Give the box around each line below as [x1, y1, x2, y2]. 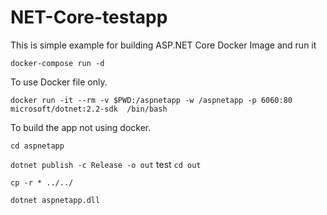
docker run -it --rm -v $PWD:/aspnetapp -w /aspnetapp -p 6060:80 [10, 95, 293, 105]
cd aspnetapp [10, 141, 65, 151]
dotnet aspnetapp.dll [10, 195, 101, 205]
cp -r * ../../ [10, 177, 74, 188]
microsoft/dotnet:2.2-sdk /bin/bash [10, 104, 168, 114]
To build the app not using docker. [10, 121, 152, 133]
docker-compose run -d [10, 58, 105, 68]
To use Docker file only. [10, 76, 108, 88]
